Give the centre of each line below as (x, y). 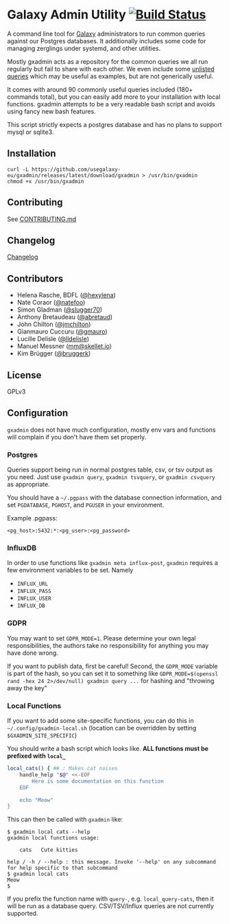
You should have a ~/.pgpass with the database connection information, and (114, 498)
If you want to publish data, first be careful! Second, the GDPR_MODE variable (112, 666)
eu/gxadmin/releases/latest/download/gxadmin (73, 175)
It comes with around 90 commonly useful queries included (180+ (100, 89)
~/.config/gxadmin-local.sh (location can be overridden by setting (102, 728)
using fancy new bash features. (51, 111)
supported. (23, 914)
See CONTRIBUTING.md (42, 219)
